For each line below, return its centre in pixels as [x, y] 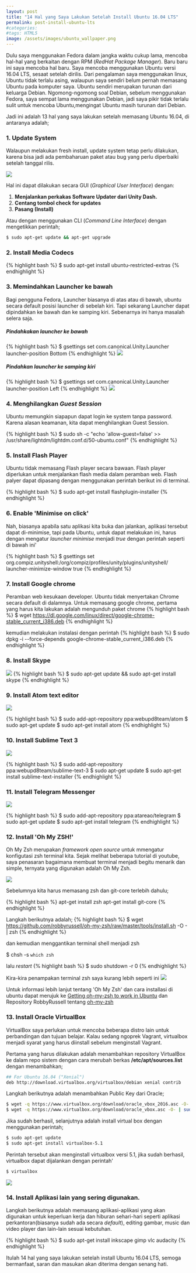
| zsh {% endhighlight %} [36, 932]
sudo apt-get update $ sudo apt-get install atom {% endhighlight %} [88, 725]
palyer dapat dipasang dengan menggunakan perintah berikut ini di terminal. [98, 480]
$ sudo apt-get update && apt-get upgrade [58, 238]
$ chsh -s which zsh [30, 955]
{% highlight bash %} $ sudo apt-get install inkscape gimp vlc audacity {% [96, 1240]
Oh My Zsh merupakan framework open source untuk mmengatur [85, 849]
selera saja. [20, 318]
